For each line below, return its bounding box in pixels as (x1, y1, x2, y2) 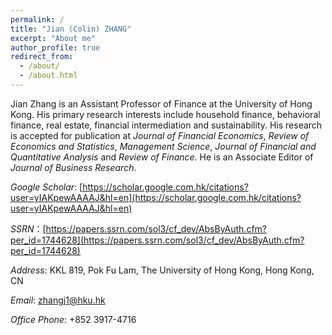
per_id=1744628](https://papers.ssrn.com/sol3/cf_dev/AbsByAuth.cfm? (10, 234, 305, 246)
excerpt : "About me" (10, 33, 97, 43)
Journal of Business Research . (10, 161, 137, 173)
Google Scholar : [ (10, 181, 83, 193)
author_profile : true (10, 42, 101, 53)
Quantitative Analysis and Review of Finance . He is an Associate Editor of (10, 151, 314, 163)
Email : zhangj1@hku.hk (10, 294, 106, 306)
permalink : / (10, 14, 65, 25)
